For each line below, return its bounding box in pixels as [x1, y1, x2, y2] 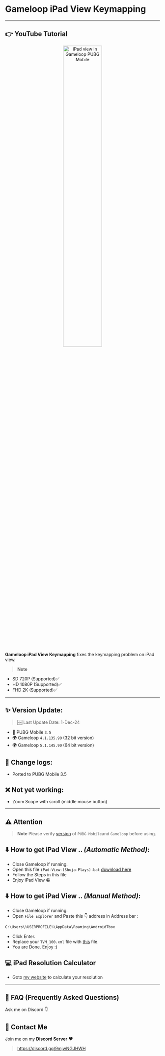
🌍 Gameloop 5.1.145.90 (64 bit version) [12, 742, 94, 748]
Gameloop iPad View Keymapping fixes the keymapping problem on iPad [5, 651, 155, 657]
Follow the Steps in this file [12, 871, 67, 877]
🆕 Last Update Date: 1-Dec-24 [17, 719, 80, 725]
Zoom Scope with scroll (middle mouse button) [12, 799, 108, 805]
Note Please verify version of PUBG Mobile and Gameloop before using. [17, 831, 156, 836]
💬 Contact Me [5, 1023, 48, 1031]
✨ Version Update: [5, 706, 63, 714]
